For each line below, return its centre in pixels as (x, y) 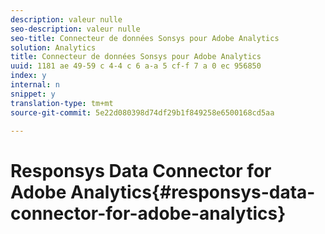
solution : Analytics (53, 47)
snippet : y (33, 94)
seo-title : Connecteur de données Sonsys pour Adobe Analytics (145, 38)
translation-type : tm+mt (62, 103)
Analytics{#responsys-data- (193, 192)
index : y (28, 76)
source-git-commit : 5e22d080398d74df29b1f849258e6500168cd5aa (142, 112)
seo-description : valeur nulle (75, 29)
